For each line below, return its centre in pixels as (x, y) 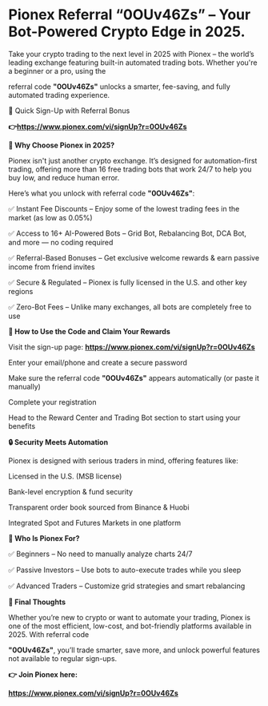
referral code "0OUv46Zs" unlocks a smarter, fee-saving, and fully (119, 87)
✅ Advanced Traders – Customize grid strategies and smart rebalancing (127, 586)
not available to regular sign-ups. (63, 658)
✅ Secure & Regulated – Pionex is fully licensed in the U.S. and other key (128, 282)
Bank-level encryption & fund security (71, 491)
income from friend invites (52, 267)
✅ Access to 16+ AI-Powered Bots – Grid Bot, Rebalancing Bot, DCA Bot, (127, 233)
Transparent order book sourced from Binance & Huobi (99, 507)
